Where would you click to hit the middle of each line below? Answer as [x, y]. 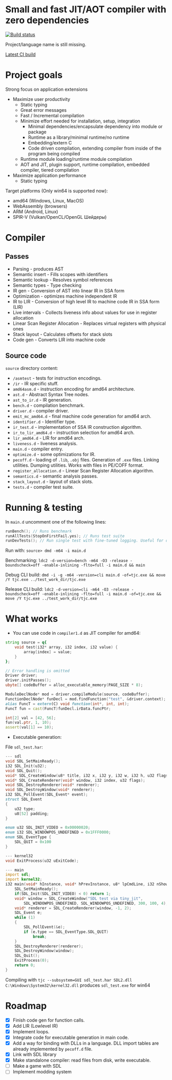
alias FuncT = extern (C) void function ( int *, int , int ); [67, 704]
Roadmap [26, 1006]
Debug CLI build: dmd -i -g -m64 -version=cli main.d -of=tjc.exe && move [85, 575]
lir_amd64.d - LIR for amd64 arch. [49, 438]
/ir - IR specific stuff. [36, 383]
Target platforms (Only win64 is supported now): [57, 191]
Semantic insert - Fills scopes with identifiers [60, 274]
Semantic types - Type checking [47, 285]
